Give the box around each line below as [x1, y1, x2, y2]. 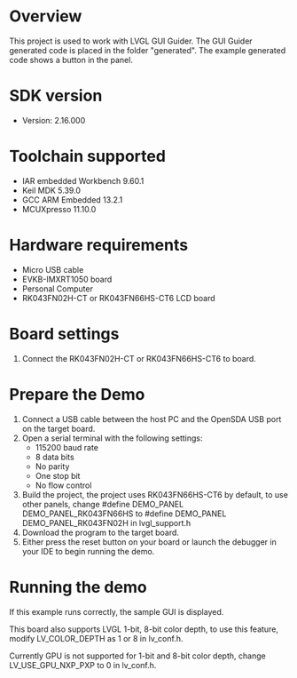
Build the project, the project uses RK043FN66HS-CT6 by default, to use [21, 489, 288, 499]
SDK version [9, 86, 103, 106]
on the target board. [21, 423, 96, 434]
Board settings [9, 323, 120, 344]
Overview [9, 6, 82, 27]
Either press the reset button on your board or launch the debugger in [21, 536, 277, 547]
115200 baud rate [35, 442, 99, 452]
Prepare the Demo [9, 384, 145, 404]
